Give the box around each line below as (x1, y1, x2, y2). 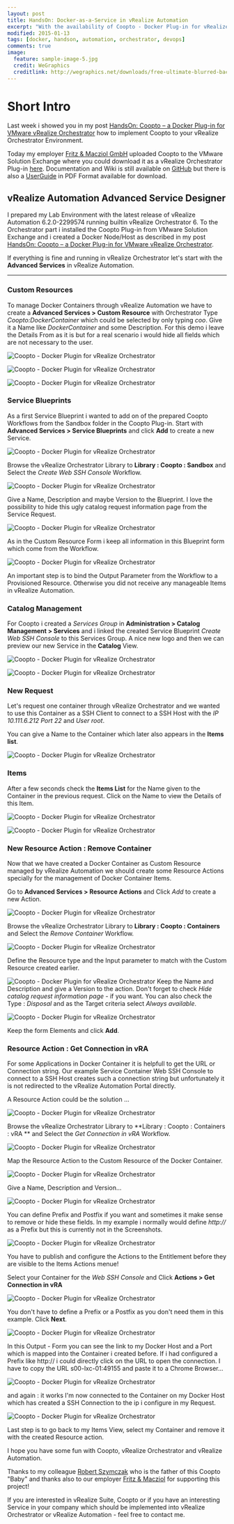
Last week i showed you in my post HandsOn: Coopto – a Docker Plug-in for (7, 121, 225, 130)
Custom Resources (7, 285, 73, 295)
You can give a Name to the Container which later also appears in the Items (7, 730, 224, 738)
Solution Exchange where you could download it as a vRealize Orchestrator (7, 157, 223, 166)
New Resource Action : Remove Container (7, 843, 152, 853)
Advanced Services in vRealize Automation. (7, 261, 134, 270)
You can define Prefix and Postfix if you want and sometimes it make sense (7, 1211, 224, 1219)
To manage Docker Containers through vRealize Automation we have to (7, 301, 212, 309)
